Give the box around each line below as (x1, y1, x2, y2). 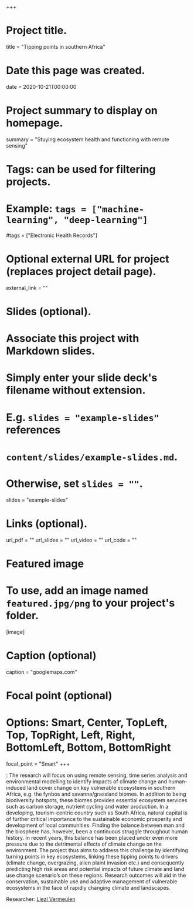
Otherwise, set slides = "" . (6, 477, 143, 490)
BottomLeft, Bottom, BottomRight (6, 741, 171, 755)
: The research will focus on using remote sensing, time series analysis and (6, 772, 188, 779)
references (6, 423, 61, 436)
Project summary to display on (6, 104, 158, 118)
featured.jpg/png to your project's (6, 596, 175, 610)
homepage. (6, 116, 63, 130)
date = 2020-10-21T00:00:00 (6, 83, 77, 90)
